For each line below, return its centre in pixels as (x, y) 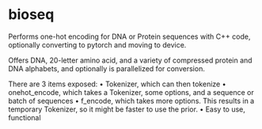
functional (25, 117)
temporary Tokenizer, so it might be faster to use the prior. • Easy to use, (127, 109)
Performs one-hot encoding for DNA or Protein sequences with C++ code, (129, 36)
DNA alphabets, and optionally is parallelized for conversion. (107, 68)
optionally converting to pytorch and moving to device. (97, 44)
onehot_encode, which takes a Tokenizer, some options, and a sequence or (131, 92)
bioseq (31, 15)
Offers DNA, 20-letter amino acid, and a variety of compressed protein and (130, 60)
